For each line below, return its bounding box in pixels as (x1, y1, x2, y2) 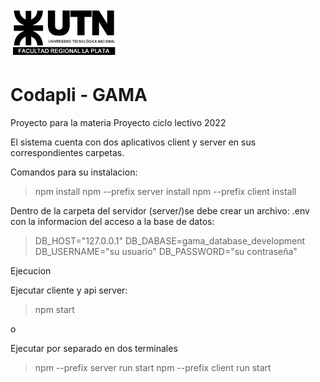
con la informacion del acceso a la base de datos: (10, 215, 215, 227)
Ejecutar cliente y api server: (10, 284, 128, 296)
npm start (34, 303, 75, 315)
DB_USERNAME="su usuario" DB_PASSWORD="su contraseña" (34, 245, 298, 257)
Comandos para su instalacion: (10, 166, 138, 178)
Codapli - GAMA (10, 84, 148, 107)
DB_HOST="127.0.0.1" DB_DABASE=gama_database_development (34, 234, 306, 247)
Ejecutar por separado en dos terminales (10, 342, 178, 354)
